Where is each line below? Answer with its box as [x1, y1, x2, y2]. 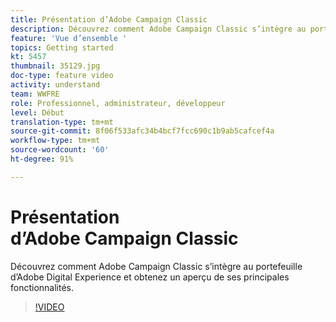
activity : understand [10, 80, 101, 90]
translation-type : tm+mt [10, 117, 114, 127]
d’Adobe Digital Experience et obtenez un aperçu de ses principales [10, 271, 290, 283]
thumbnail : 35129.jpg [10, 61, 101, 71]
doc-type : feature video [10, 71, 114, 81]
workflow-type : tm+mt [10, 136, 101, 146]
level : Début [10, 107, 65, 118]
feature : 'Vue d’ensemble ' [10, 33, 128, 43]
